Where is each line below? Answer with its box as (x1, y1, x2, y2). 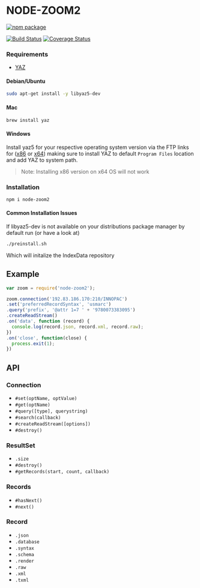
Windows (6, 130, 31, 137)
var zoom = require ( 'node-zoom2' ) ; (6, 285, 95, 291)
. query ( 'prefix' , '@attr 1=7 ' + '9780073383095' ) (6, 307, 136, 313)
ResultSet (6, 441, 35, 449)
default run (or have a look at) (6, 229, 80, 236)
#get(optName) (14, 402, 50, 408)
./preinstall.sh (6, 241, 47, 247)
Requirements (6, 50, 49, 58)
